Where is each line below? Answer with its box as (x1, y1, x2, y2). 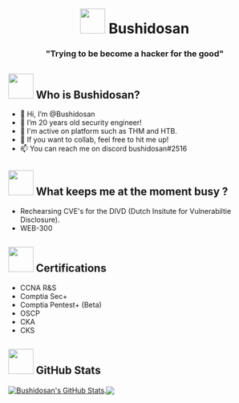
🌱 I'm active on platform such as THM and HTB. (19, 126, 178, 135)
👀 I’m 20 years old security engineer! (19, 117, 142, 127)
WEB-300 (19, 223, 53, 232)
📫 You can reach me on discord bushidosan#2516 (19, 143, 188, 153)
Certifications (35, 261, 107, 276)
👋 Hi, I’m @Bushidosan (19, 109, 95, 119)
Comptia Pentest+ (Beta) (19, 300, 102, 309)
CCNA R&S (19, 283, 57, 292)
